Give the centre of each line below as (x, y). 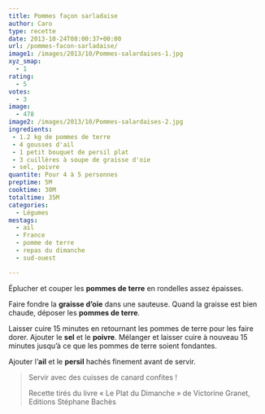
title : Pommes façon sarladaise (63, 16)
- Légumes (32, 212)
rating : (22, 76)
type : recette (33, 31)
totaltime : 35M (34, 197)
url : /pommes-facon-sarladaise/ (63, 46)
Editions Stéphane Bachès (72, 401)
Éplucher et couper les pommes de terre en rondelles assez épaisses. (126, 288)
